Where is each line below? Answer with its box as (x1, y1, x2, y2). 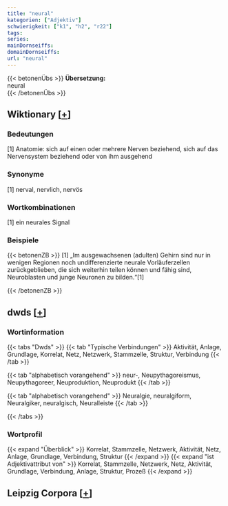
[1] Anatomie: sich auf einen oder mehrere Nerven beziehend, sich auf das (7, 145, 218, 153)
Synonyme (7, 170, 45, 179)
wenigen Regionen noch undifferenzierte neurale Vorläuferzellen (7, 258, 191, 266)
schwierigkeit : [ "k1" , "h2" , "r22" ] (7, 23, 112, 30)
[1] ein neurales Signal (7, 218, 70, 226)
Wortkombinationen (7, 202, 76, 212)
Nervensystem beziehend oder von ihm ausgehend (7, 153, 153, 161)
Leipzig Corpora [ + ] (7, 487, 93, 499)
